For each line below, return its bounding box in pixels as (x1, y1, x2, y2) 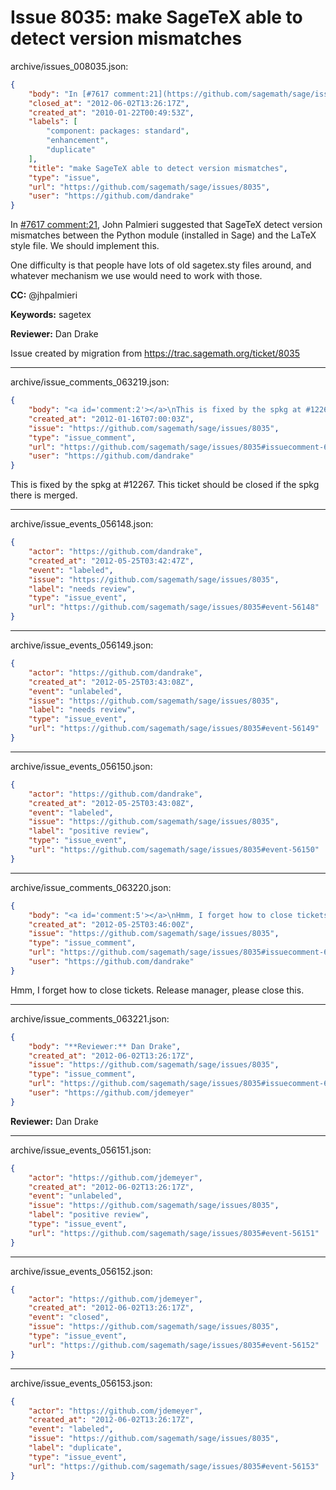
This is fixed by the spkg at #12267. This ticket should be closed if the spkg (10, 479, 320, 491)
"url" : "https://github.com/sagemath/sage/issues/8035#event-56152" (28, 1340, 320, 1350)
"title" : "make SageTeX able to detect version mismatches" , (28, 163, 288, 173)
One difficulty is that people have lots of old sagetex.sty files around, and (10, 259, 312, 271)
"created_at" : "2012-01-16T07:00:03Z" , (28, 414, 195, 424)
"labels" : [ (28, 117, 78, 127)
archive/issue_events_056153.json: (10, 1377, 153, 1389)
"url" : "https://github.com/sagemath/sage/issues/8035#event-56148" (28, 602, 320, 613)
